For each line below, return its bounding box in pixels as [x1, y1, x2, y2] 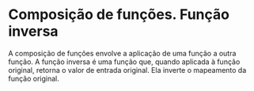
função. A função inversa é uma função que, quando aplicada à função [8, 57, 241, 66]
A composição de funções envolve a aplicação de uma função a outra [8, 48, 237, 58]
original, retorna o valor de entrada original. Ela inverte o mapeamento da [8, 65, 247, 74]
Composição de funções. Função [8, 6, 229, 24]
